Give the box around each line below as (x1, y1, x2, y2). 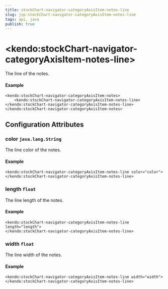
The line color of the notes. (5, 147, 61, 153)
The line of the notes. (5, 71, 49, 77)
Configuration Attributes (5, 120, 84, 129)
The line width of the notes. (5, 252, 62, 258)
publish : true (5, 21, 35, 27)
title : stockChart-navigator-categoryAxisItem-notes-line (5, 7, 129, 13)
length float (5, 186, 36, 193)
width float (5, 240, 34, 247)
